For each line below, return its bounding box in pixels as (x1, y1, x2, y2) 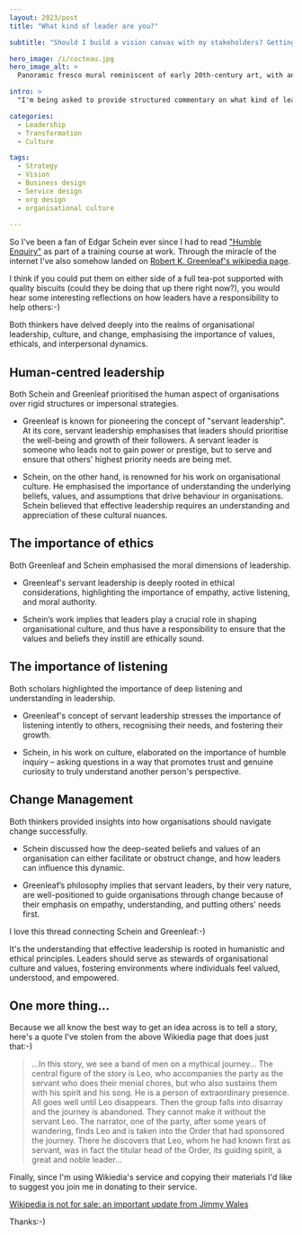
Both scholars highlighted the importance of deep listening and (9, 682, 243, 694)
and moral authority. (22, 596, 97, 607)
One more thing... (9, 998, 111, 1013)
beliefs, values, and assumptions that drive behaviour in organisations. (22, 490, 284, 501)
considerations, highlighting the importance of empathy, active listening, (22, 587, 290, 598)
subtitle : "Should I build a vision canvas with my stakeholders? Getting (9, 38, 296, 47)
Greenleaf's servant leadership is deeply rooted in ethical (22, 577, 235, 588)
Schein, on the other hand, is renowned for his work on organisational (22, 471, 281, 482)
